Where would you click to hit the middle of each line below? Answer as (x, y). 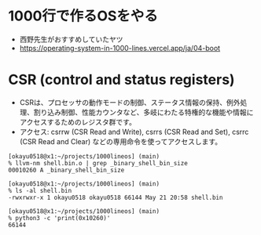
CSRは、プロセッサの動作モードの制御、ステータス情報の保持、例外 (130, 102)
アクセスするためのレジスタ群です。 (77, 121)
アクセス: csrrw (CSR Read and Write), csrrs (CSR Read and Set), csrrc (134, 132)
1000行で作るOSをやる (83, 16)
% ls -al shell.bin (40, 190)
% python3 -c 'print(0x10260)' (59, 218)
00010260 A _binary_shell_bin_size (66, 170)
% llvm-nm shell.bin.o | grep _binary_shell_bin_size (98, 163)
